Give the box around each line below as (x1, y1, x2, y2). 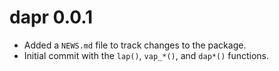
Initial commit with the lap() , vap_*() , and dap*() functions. (23, 49, 270, 61)
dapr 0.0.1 (9, 6, 94, 29)
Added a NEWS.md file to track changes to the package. (23, 39, 247, 51)
